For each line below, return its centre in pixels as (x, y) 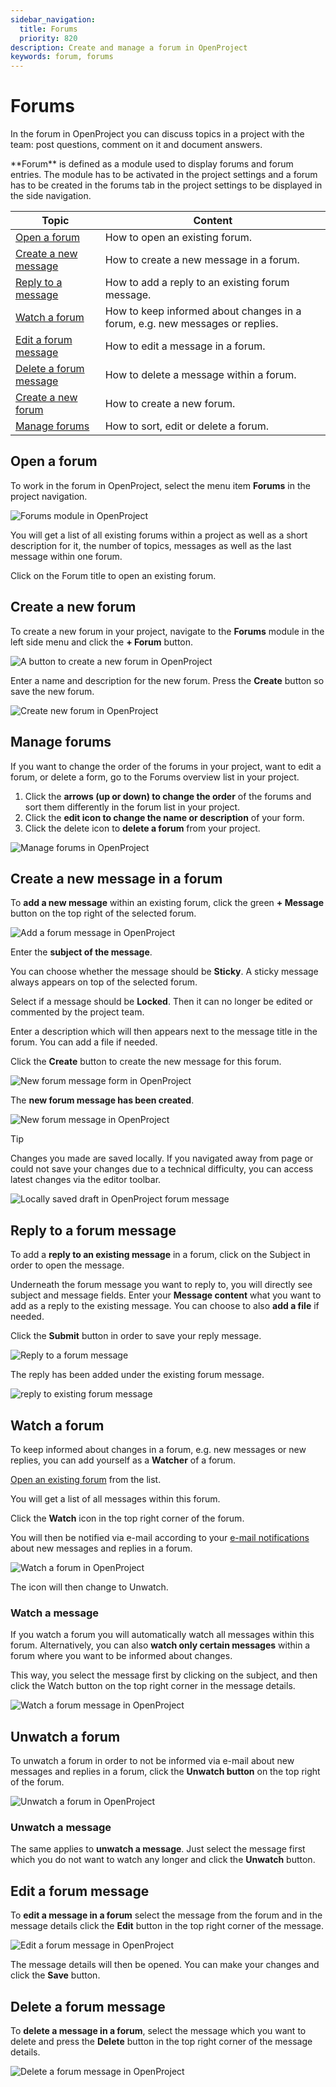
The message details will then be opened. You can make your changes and (165, 1965)
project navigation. (49, 496)
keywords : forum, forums (62, 57)
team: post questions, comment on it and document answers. (136, 145)
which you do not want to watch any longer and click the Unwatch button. (163, 1860)
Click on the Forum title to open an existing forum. (113, 575)
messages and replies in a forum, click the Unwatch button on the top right (165, 1772)
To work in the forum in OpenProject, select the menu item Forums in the (160, 485)
